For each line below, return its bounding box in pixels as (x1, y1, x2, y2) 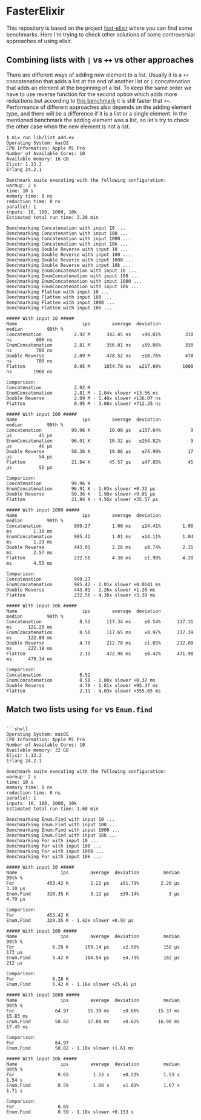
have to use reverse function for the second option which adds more (6, 90, 177, 98)
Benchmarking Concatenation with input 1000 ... (6, 235, 131, 241)
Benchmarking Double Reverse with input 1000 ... (6, 257, 134, 263)
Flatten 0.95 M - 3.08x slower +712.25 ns (6, 400, 162, 407)
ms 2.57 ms (6, 549, 53, 556)
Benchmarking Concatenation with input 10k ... (6, 241, 129, 247)
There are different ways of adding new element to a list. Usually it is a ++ (6, 71, 189, 78)
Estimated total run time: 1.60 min (6, 806, 99, 812)
